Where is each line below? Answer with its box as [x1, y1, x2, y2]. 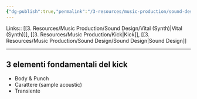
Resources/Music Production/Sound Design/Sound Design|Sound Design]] [6, 37, 187, 44]
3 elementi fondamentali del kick [6, 60, 128, 70]
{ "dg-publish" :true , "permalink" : [6, 8, 88, 15]
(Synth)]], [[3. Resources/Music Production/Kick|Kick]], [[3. [6, 30, 150, 38]
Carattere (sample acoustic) [14, 81, 82, 88]
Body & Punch [14, 75, 49, 82]
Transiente [14, 87, 41, 94]
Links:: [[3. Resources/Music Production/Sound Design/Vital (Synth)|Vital [6, 25, 183, 32]
